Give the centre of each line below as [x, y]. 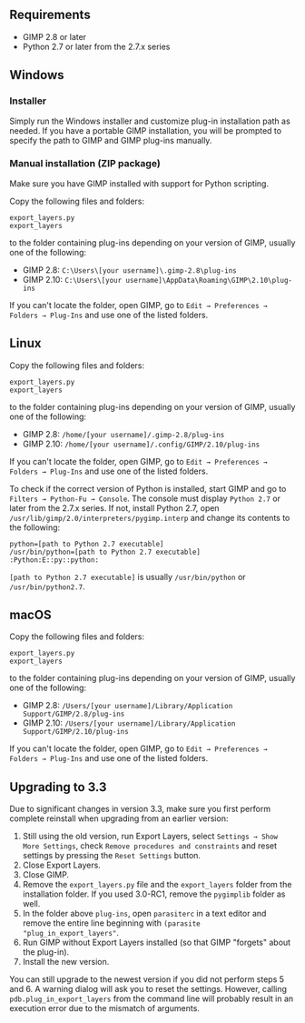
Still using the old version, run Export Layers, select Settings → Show [150, 837]
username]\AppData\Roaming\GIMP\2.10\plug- [209, 280]
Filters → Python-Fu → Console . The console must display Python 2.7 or [145, 498]
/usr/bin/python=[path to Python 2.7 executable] [105, 552]
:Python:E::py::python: [54, 560]
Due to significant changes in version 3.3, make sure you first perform [140, 809]
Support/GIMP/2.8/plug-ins [74, 714]
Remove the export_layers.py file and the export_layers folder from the [157, 885]
